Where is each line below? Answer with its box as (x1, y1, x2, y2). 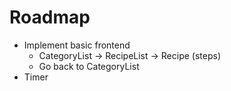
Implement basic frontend (23, 39, 131, 51)
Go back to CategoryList (38, 60, 140, 72)
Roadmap (9, 6, 91, 29)
